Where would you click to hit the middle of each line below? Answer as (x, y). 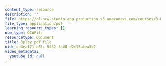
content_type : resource (30, 10)
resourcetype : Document (30, 38)
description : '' (22, 14)
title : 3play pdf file (28, 42)
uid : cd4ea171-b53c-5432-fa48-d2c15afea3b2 (51, 47)
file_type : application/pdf (34, 24)
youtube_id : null (27, 56)
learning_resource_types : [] (35, 28)
